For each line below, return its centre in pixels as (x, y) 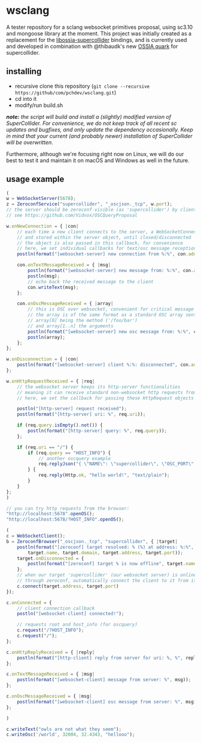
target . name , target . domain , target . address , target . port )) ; (106, 553)
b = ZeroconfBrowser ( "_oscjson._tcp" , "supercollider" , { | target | (92, 541)
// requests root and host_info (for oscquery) (77, 625)
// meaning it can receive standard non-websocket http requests (100, 392)
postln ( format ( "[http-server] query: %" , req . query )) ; (98, 431)
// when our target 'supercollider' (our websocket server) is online (107, 575)
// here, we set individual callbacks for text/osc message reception (107, 249)
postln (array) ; (47, 337)
